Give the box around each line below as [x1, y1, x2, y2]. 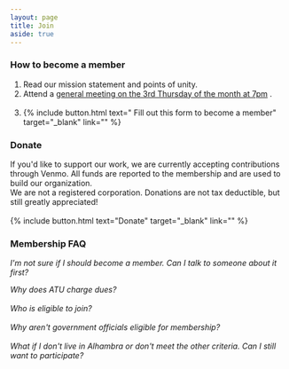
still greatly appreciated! [10, 196, 98, 207]
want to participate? [10, 350, 84, 361]
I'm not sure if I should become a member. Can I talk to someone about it [10, 258, 277, 269]
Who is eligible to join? [10, 303, 92, 314]
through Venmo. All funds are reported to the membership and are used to [10, 168, 281, 178]
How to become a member [10, 59, 126, 71]
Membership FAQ [10, 237, 87, 249]
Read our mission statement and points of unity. [22, 79, 198, 90]
